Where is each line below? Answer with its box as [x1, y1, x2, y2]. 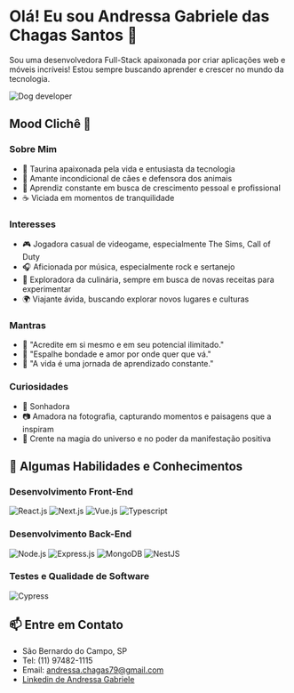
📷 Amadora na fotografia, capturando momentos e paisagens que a [21, 411, 272, 422]
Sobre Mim [9, 143, 58, 156]
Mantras [9, 318, 47, 331]
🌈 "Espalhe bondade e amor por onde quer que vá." [21, 349, 211, 359]
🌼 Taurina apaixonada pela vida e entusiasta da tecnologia [21, 163, 235, 174]
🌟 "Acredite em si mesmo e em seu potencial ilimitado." [21, 340, 225, 351]
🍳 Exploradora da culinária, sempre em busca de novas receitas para [21, 274, 275, 285]
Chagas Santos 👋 [9, 25, 138, 45]
